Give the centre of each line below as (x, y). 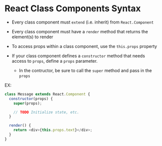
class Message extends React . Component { (47, 94)
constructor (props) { (31, 98)
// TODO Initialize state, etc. (46, 112)
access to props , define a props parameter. (55, 61)
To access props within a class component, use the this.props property (84, 46)
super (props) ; (28, 103)
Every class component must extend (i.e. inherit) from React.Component (82, 22)
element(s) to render (32, 37)
